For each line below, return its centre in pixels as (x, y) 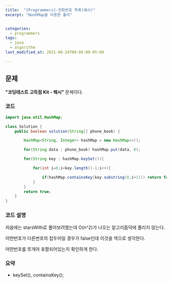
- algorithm (23, 48)
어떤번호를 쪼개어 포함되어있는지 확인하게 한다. (52, 249)
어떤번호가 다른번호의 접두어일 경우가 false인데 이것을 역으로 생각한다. (75, 238)
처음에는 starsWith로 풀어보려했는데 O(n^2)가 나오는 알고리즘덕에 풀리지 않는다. (85, 227)
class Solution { (24, 126)
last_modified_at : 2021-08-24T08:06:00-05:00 (55, 52)
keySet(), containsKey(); (38, 275)
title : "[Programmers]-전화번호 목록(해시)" (50, 10)
